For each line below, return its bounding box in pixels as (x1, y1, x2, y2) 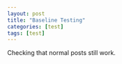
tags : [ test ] (7, 29, 45, 37)
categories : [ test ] (7, 23, 64, 30)
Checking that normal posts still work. (7, 49, 116, 57)
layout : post (7, 10, 45, 17)
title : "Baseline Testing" (7, 17, 86, 24)
